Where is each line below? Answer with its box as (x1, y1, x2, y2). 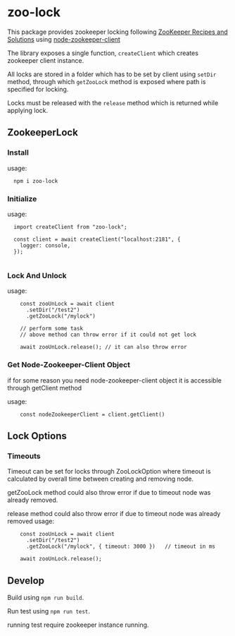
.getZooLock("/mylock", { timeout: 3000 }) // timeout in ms (25, 543, 216, 551)
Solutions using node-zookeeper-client (7, 35, 121, 43)
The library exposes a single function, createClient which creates (7, 49, 199, 57)
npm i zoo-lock (13, 177, 58, 184)
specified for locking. (7, 85, 69, 93)
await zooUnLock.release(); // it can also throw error (20, 344, 188, 351)
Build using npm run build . (7, 594, 84, 602)
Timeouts (7, 451, 41, 461)
